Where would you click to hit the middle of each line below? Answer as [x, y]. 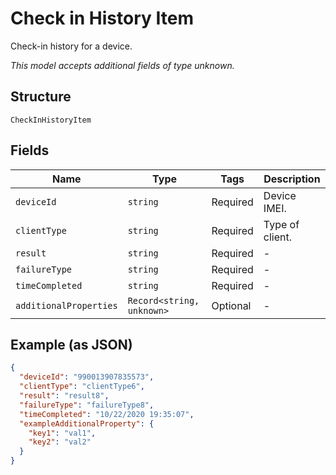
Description [292, 179]
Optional [231, 305]
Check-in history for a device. [71, 46]
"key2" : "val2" [60, 442]
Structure [41, 97]
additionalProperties [66, 305]
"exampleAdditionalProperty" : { [87, 423]
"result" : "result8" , [64, 396]
